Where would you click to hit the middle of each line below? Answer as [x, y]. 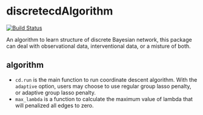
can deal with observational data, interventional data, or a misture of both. [98, 46]
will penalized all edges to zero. [54, 105]
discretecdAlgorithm [60, 11]
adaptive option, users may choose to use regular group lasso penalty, [103, 86]
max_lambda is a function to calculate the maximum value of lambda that [104, 99]
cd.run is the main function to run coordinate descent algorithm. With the [106, 79]
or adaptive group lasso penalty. [55, 93]
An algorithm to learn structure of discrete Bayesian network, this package [99, 39]
